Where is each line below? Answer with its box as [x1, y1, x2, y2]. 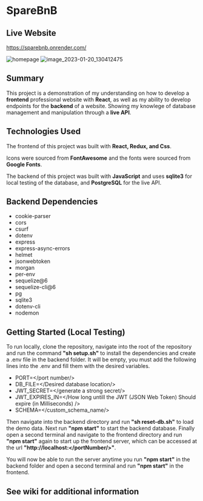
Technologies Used [6, 126, 81, 137]
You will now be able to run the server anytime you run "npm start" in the [6, 456, 190, 463]
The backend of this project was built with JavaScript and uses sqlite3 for [6, 172, 193, 180]
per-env [15, 271, 35, 278]
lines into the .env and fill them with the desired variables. [6, 363, 150, 370]
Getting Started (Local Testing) [6, 327, 125, 337]
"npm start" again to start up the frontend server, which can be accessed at [6, 438, 198, 445]
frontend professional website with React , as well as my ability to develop [6, 95, 191, 103]
